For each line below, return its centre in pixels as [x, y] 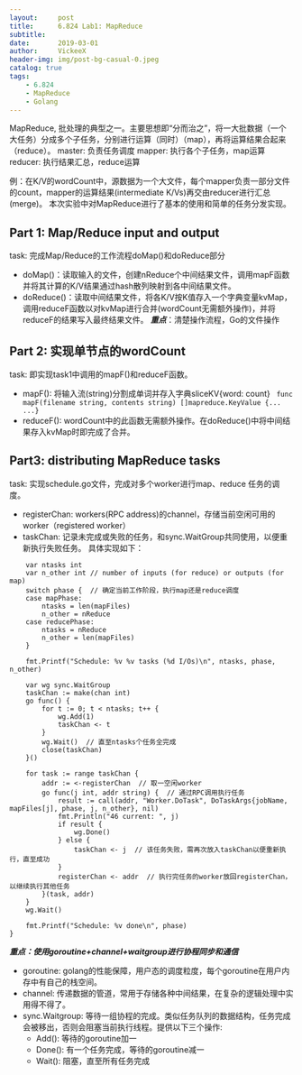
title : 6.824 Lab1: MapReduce [76, 26]
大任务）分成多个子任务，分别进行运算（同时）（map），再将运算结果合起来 [148, 140]
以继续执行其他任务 [40, 886]
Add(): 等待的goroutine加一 [86, 1038]
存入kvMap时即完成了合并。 [82, 432]
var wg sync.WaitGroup [68, 685]
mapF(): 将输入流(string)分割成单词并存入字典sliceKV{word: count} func [157, 394]
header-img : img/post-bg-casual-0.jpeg [84, 60]
